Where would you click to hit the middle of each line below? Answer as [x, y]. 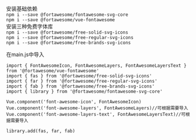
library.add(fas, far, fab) [41, 131]
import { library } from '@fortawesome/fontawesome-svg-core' [84, 92]
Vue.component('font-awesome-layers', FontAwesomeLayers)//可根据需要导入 [97, 108]
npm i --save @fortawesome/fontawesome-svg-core [67, 15]
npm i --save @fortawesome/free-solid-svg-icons [67, 32]
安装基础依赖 [22, 9]
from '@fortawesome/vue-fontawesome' [53, 71]
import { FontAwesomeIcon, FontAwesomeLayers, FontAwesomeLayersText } [96, 66]
